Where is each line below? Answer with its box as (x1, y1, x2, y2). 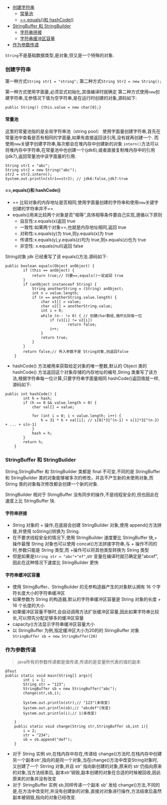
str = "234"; (23, 732, 50, 738)
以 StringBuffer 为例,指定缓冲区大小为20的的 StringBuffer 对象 (12, 628, 140, 634)
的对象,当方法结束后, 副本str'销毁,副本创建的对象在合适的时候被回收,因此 (12, 769, 161, 775)
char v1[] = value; (40, 299, 81, 304)
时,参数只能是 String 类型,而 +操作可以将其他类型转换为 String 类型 (12, 547, 150, 553)
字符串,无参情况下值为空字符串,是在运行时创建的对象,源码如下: (9, 95, 137, 101)
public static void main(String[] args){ (5, 673, 93, 678)
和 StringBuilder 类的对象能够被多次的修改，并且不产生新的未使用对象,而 (5, 475, 154, 481)
